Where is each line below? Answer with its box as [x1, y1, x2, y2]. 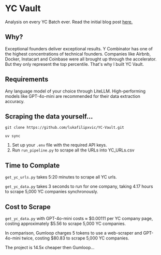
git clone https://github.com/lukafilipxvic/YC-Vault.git [5, 125, 124, 130]
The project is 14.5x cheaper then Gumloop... [5, 245, 95, 250]
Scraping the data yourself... [5, 112, 93, 120]
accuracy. [5, 98, 25, 104]
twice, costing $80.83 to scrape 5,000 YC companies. [21, 235, 130, 241]
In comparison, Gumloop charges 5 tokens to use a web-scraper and [5, 230, 143, 236]
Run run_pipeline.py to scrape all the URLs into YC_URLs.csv [12, 147, 134, 153]
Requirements [5, 75, 48, 84]
